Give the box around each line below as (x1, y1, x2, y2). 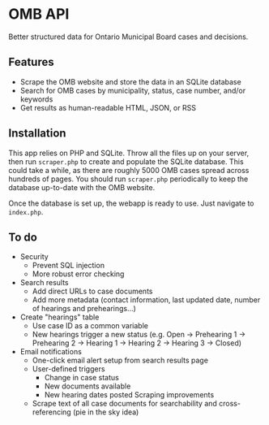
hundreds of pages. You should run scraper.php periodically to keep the (8, 174, 249, 184)
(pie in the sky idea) (72, 407, 139, 417)
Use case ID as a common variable (32, 321, 148, 331)
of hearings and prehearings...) (32, 304, 136, 314)
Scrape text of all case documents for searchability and (32, 399, 217, 409)
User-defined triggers (32, 364, 105, 374)
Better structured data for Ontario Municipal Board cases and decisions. (8, 32, 249, 41)
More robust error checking (32, 269, 125, 279)
